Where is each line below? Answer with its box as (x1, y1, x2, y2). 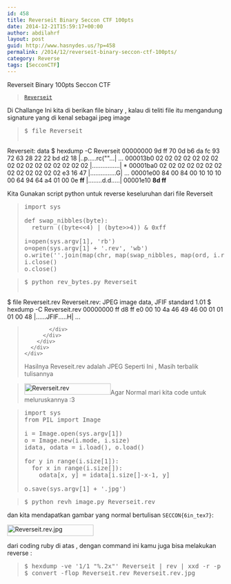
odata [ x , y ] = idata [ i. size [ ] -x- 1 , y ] (39, 471, 170, 479)
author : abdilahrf (7, 29, 60, 37)
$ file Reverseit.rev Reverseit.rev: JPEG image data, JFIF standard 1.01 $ (7, 298, 212, 306)
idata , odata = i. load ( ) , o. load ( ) (23, 443, 145, 451)
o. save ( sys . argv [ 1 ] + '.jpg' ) (23, 484, 126, 493)
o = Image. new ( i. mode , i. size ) (23, 436, 130, 444)
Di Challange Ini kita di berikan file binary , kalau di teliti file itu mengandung (7, 106, 223, 114)
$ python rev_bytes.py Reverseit (23, 278, 138, 285)
